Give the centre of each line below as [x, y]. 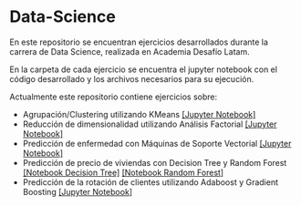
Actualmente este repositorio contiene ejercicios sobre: [114, 97]
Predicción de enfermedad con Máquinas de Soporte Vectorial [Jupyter [157, 143]
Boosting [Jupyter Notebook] [78, 191]
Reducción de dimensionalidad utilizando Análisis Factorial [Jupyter [150, 124]
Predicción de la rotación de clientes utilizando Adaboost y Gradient [150, 182]
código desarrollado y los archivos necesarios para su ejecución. [132, 78]
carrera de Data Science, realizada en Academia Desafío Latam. [130, 51]
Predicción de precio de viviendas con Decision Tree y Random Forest [155, 162]
